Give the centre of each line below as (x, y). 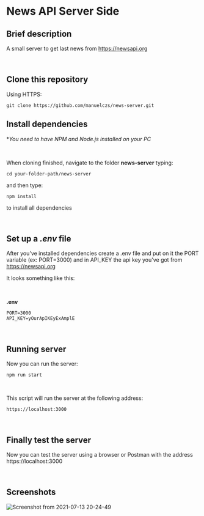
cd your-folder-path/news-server (49, 174)
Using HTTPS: (24, 94)
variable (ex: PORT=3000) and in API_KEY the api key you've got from (94, 260)
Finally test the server (49, 440)
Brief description (39, 34)
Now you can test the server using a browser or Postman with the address (100, 455)
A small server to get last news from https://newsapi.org (77, 48)
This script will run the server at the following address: (75, 398)
